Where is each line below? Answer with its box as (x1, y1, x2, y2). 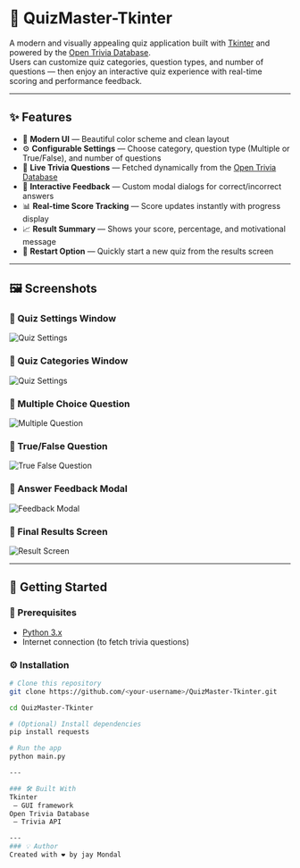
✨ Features (9, 110, 72, 125)
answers (21, 190, 54, 201)
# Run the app (9, 744, 62, 753)
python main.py (9, 752, 66, 762)
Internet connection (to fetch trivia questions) (21, 636, 189, 647)
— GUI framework (12, 801, 74, 810)
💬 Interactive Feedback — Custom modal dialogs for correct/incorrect (21, 180, 282, 191)
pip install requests (9, 728, 90, 737)
